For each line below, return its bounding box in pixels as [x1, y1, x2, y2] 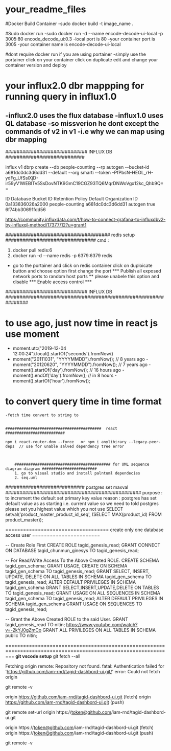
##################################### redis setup [5, 232, 135, 238]
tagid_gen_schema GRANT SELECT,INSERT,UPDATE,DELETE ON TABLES [5, 584, 159, 590]
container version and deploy [5, 62, 67, 68]
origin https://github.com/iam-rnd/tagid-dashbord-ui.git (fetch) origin [5, 694, 151, 700]
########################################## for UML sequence [14, 462, 150, 467]
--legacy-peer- [128, 439, 161, 444]
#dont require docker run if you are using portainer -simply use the [5, 51, 146, 57]
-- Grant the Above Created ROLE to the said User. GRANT [5, 616, 129, 622]
